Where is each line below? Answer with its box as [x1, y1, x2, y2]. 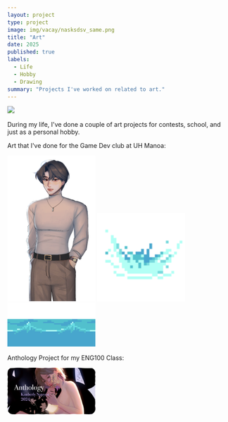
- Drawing [13, 78, 42, 85]
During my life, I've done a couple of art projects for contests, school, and [7, 120, 222, 129]
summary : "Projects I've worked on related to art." [7, 85, 165, 93]
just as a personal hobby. [7, 128, 80, 137]
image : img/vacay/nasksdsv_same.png [7, 26, 115, 33]
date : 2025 [7, 41, 39, 49]
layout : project [7, 11, 55, 18]
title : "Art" [7, 34, 46, 41]
